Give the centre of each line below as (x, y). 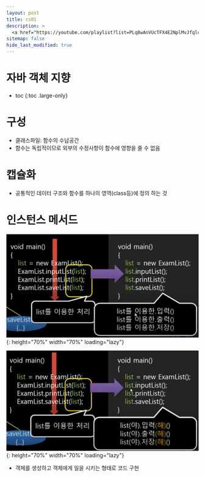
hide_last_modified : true (39, 45)
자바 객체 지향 (38, 78)
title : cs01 (21, 19)
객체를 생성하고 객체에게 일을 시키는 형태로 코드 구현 (77, 468)
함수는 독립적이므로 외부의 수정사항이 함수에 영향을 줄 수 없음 (88, 148)
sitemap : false (26, 39)
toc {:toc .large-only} (41, 96)
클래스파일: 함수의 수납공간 (47, 140)
